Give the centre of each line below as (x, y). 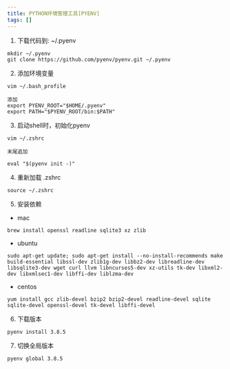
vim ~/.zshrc (26, 138)
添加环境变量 (35, 73)
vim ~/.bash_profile (37, 86)
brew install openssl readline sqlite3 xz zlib (77, 230)
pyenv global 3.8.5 (35, 359)
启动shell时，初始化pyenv (54, 125)
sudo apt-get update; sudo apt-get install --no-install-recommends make (115, 255)
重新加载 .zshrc (39, 177)
